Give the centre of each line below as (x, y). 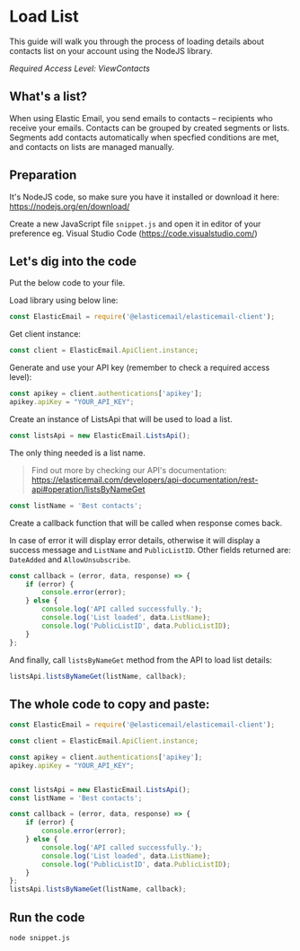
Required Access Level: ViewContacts (80, 68)
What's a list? (49, 97)
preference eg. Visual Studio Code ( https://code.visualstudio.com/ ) (133, 233)
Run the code (47, 917)
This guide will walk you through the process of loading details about (137, 41)
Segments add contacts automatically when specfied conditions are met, (144, 137)
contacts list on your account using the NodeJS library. (111, 50)
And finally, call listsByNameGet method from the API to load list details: (141, 660)
